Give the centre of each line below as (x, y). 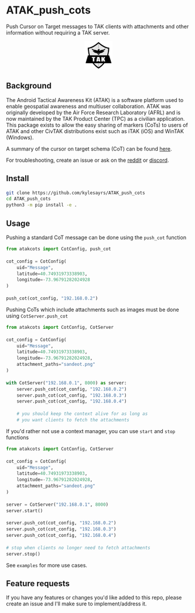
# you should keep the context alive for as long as (82, 414)
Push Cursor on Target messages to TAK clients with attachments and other (97, 26)
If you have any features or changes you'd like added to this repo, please (94, 598)
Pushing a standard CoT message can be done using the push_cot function (96, 237)
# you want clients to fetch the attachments (73, 420)
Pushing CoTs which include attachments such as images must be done (93, 309)
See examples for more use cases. (47, 565)
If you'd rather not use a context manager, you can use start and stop (91, 431)
